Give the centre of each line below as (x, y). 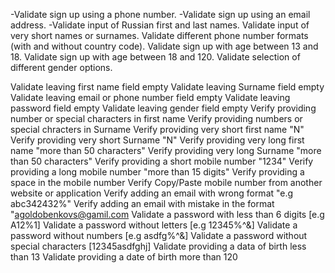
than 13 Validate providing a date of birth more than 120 (124, 257)
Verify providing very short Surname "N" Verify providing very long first (157, 140)
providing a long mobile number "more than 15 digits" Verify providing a (157, 172)
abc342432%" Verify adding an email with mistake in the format (142, 203)
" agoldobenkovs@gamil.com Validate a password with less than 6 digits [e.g (167, 214)
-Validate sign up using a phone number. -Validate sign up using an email (160, 14)
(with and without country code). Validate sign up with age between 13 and (164, 46)
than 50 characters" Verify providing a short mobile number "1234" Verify (162, 161)
